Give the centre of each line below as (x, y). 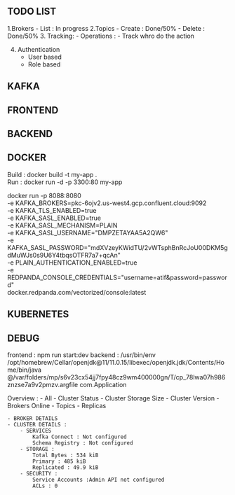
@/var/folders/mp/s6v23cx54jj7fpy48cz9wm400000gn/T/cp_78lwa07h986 (116, 377)
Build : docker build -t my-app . (52, 174)
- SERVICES (36, 431)
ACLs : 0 (45, 486)
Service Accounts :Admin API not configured (99, 480)
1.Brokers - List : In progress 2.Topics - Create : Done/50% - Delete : (106, 28)
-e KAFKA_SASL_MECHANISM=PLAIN (62, 225)
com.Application (103, 385)
